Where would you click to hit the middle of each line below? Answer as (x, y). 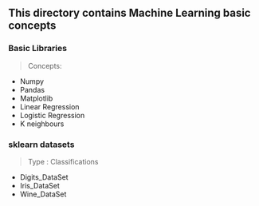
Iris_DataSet (39, 185)
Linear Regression (49, 106)
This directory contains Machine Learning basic (129, 13)
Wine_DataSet (43, 194)
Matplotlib (36, 98)
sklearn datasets (41, 145)
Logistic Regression (52, 115)
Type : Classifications (63, 161)
